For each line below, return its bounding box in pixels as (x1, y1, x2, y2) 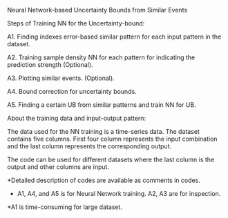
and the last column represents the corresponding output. (7, 142, 172, 150)
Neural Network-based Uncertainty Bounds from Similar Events (7, 6, 188, 14)
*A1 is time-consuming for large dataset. (7, 203, 123, 211)
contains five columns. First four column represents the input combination (7, 135, 218, 143)
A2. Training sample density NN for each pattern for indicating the (7, 53, 196, 61)
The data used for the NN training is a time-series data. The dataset (7, 128, 200, 135)
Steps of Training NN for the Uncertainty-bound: (7, 19, 145, 27)
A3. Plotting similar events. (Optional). (7, 74, 115, 82)
